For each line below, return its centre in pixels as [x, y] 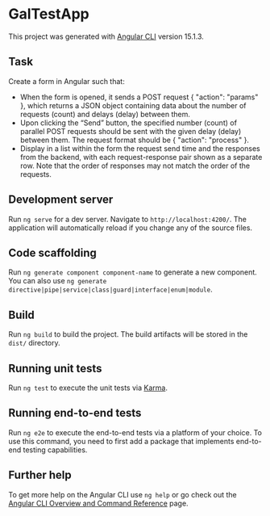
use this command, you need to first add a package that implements [121, 441]
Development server [61, 200]
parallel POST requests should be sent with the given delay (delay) [131, 131]
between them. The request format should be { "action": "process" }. [135, 140]
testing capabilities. [55, 450]
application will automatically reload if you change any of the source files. [130, 228]
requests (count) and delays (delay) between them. [105, 114]
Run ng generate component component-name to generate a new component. [133, 272]
